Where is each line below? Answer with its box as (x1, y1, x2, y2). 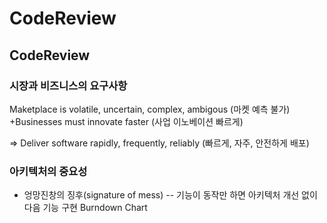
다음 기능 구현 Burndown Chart (23, 202, 148, 214)
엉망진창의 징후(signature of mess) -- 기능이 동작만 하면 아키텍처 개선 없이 (23, 189, 318, 201)
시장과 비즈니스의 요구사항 (9, 78, 128, 92)
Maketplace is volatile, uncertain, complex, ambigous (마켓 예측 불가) (9, 103, 291, 115)
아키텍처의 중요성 (9, 164, 88, 178)
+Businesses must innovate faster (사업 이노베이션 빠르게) (9, 115, 244, 127)
